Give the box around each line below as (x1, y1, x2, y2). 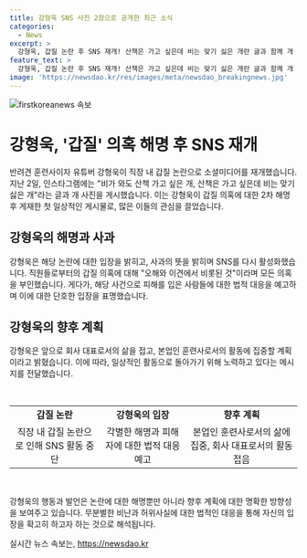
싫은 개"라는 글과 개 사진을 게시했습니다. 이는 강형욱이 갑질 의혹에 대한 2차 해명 (9, 189, 291, 200)
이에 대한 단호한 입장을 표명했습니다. (18, 290, 149, 301)
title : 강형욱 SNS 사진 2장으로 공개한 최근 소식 (9, 13, 174, 23)
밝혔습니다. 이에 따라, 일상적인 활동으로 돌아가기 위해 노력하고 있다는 (33, 357, 278, 368)
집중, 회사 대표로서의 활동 (190, 439, 293, 452)
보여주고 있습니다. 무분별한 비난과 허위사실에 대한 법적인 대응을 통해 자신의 (18, 508, 285, 519)
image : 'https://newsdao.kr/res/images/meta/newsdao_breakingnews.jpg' (9, 73, 288, 82)
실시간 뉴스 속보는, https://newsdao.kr (9, 538, 149, 549)
